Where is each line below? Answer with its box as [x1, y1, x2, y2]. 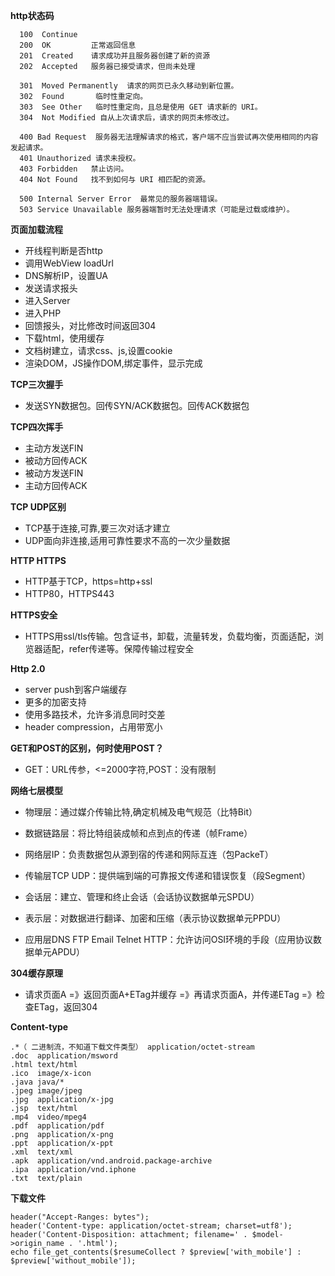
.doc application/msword [10, 1051, 118, 1061]
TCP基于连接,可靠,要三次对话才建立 [24, 522, 171, 534]
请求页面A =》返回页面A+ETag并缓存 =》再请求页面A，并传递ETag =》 [24, 989, 317, 1000]
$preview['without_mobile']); [10, 1256, 137, 1266]
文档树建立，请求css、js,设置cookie [24, 345, 173, 356]
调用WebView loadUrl [24, 257, 114, 269]
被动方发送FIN [24, 467, 84, 479]
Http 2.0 [10, 663, 46, 674]
